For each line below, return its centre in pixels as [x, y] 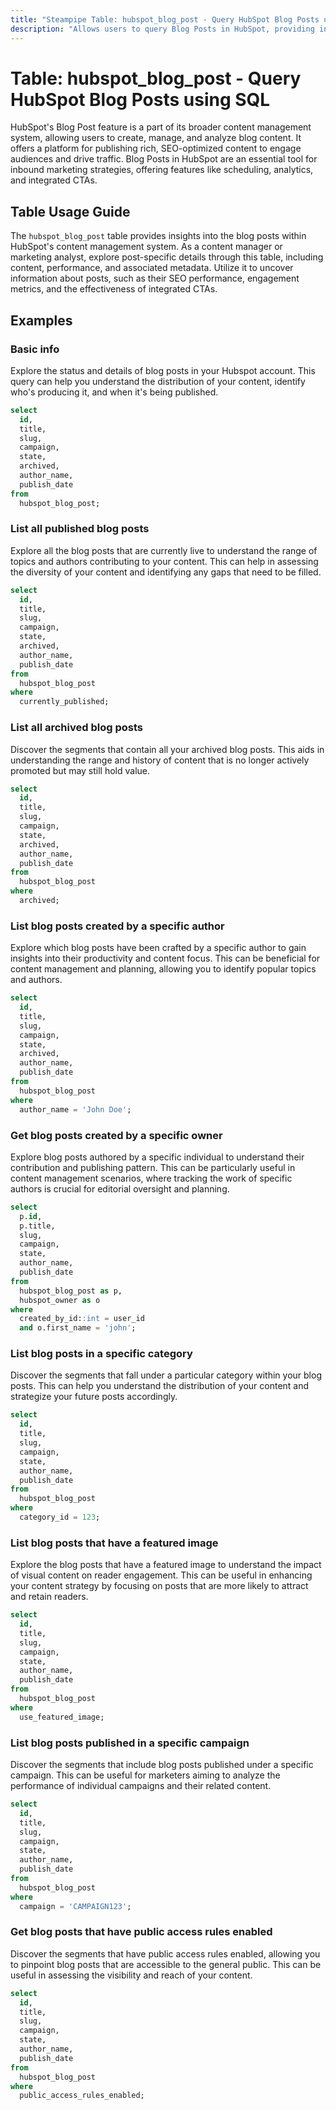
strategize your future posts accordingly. [94, 1397]
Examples [41, 320]
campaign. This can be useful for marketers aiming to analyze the [145, 1775]
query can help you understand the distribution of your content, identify [158, 381]
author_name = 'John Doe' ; [75, 1109]
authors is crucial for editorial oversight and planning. [120, 1188]
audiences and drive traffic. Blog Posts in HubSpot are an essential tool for [164, 159]
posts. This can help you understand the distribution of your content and [160, 1386]
